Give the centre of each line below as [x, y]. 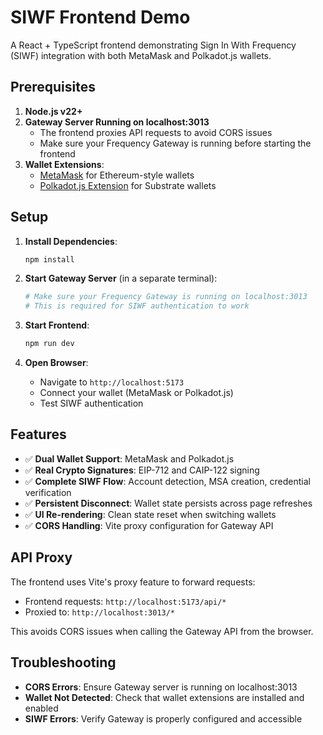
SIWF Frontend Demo [100, 17]
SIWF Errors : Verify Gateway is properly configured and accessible [163, 718]
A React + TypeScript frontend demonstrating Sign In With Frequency [153, 45]
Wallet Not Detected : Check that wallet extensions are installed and [164, 697]
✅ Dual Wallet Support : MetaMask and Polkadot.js [129, 458]
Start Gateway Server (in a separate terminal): [121, 278]
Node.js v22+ [53, 111]
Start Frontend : [57, 325]
